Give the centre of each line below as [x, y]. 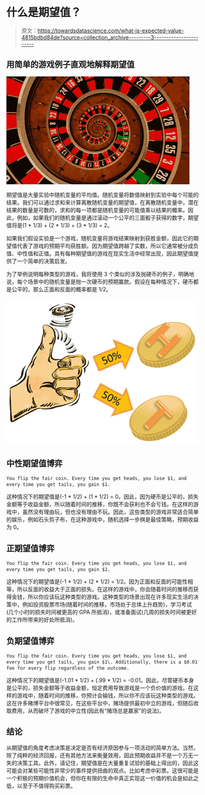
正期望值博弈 [31, 548]
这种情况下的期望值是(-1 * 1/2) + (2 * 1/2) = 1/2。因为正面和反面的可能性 [97, 582]
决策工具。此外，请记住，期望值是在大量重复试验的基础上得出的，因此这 [108, 763]
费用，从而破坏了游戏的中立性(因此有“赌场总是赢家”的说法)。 [88, 711]
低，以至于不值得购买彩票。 [41, 786]
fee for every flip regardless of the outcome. [68, 668]
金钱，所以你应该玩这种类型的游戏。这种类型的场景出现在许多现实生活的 [102, 597]
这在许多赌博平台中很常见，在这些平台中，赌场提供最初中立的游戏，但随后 [100, 703]
